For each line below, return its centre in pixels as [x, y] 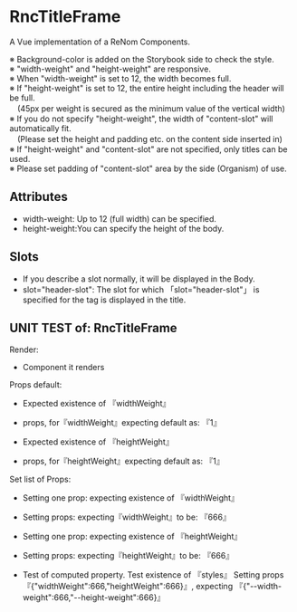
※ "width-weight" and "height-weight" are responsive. [110, 69]
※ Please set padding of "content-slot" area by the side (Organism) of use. [148, 168]
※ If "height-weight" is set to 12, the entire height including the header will [147, 88]
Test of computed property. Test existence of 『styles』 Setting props [153, 575]
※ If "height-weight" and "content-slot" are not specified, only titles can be [148, 149]
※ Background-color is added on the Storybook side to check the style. [142, 59]
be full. [22, 98]
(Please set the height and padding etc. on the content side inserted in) [150, 139]
